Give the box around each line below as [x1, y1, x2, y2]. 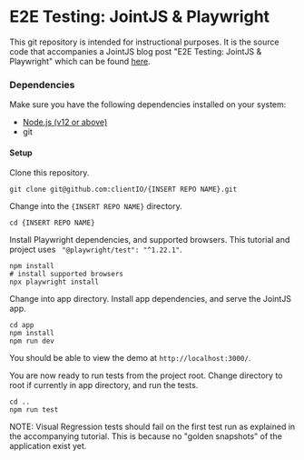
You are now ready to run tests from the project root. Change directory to [9, 370, 283, 381]
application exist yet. [9, 441, 87, 452]
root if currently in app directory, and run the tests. [9, 380, 199, 391]
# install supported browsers [9, 270, 124, 279]
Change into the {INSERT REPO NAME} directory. [9, 201, 183, 212]
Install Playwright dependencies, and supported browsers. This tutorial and [9, 235, 290, 245]
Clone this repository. [9, 167, 90, 178]
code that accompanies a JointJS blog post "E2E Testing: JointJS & [9, 45, 262, 56]
